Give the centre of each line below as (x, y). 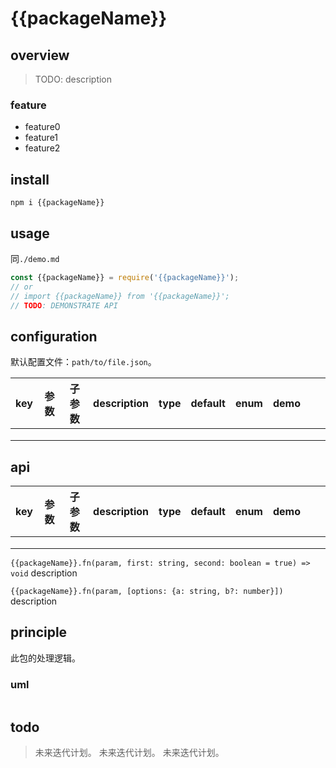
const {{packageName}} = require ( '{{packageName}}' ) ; (125, 277)
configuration (54, 336)
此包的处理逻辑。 (45, 658)
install (30, 179)
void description (44, 573)
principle (39, 632)
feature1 (41, 138)
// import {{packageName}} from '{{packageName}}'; (120, 296)
